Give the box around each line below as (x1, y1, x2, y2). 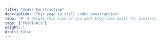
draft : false (5, 29, 32, 34)
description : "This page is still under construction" (5, 12, 119, 16)
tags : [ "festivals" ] (5, 20, 47, 26)
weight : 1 (5, 25, 25, 30)
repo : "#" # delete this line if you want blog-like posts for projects (5, 16, 157, 21)
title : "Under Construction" (5, 7, 65, 12)
